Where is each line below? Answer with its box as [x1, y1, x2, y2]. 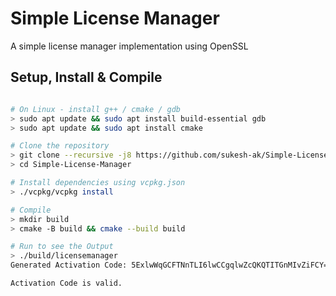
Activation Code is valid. [10, 278, 123, 288]
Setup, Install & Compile [10, 69, 163, 86]
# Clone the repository [10, 141, 110, 151]
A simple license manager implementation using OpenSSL [10, 40, 249, 52]
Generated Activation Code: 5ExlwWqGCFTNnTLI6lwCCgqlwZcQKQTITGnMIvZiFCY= [10, 260, 329, 271]
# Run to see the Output [10, 242, 114, 252]
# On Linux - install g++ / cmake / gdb [10, 104, 182, 114]
